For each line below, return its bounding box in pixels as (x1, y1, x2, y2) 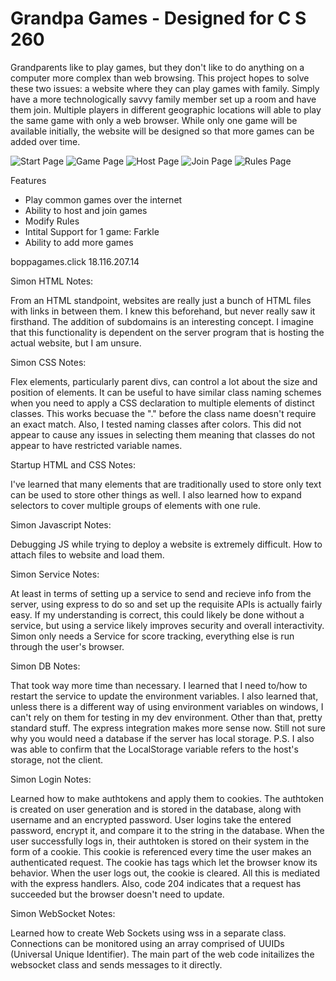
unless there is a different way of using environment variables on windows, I (10, 700, 324, 712)
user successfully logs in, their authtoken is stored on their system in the (10, 835, 310, 847)
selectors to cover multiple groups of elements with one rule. (10, 499, 262, 511)
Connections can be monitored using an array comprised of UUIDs (10, 937, 285, 949)
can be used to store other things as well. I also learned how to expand (10, 488, 302, 501)
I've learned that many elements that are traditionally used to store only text (10, 478, 322, 490)
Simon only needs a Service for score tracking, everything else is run (10, 630, 295, 642)
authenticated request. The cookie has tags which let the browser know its (10, 856, 318, 868)
